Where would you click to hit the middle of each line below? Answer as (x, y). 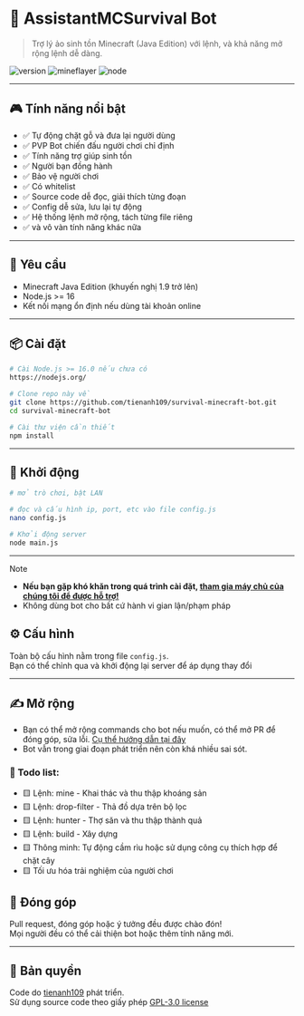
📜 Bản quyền (46, 970)
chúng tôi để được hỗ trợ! (71, 595)
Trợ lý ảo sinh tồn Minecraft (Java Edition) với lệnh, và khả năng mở (157, 44)
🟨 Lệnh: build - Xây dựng (70, 834)
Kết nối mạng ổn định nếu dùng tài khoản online (112, 305)
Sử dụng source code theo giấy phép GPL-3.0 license (109, 1002)
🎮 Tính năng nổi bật (68, 109)
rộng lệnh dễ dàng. (67, 53)
